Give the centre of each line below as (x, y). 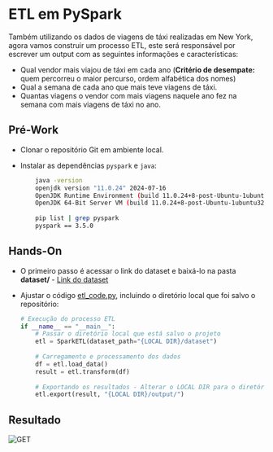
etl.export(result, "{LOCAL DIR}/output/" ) (110, 395)
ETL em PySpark (65, 14)
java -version (59, 180)
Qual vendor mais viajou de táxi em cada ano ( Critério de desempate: (137, 69)
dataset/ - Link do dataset (64, 279)
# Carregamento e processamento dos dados (108, 357)
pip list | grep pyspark (77, 218)
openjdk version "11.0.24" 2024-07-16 (101, 188)
